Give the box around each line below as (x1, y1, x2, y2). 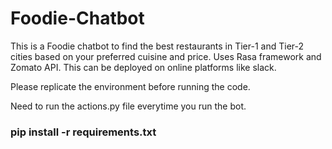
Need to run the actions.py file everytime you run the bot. (10, 100, 247, 112)
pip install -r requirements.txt (10, 125, 157, 139)
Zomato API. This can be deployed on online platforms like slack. (10, 61, 277, 73)
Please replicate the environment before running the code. (10, 80, 251, 92)
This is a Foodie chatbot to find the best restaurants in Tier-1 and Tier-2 (10, 40, 305, 52)
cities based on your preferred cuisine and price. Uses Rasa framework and (10, 50, 322, 62)
